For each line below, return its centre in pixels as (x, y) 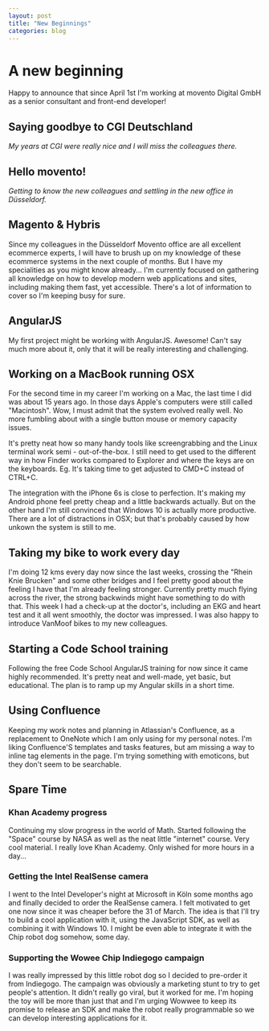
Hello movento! (47, 171)
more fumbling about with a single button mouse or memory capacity (123, 419)
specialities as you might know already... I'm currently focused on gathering (134, 270)
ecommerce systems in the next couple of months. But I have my (116, 261)
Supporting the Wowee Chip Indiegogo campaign (106, 958)
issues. (20, 428)
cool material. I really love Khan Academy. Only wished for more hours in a (131, 847)
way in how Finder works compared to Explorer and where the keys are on (131, 461)
